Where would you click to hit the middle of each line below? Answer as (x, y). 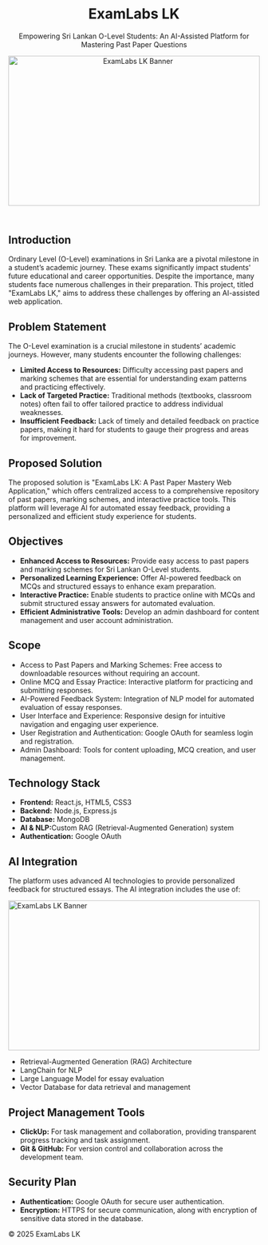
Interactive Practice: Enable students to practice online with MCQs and (137, 595)
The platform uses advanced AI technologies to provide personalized (122, 881)
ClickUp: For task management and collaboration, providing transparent (138, 1131)
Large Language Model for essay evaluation (92, 1079)
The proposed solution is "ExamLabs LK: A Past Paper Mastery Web (120, 482)
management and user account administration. (97, 620)
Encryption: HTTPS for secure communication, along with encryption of (138, 1210)
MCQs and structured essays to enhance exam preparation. (118, 586)
